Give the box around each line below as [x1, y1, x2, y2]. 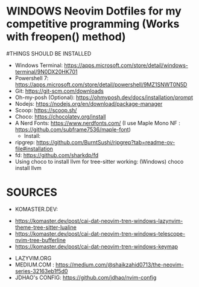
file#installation [14, 145, 53, 152]
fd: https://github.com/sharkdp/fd [14, 151, 98, 158]
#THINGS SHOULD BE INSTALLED [6, 50, 92, 57]
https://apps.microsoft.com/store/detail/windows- [64, 62, 189, 69]
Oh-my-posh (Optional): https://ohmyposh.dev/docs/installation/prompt [14, 94, 194, 101]
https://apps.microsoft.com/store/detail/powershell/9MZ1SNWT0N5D [14, 80, 188, 88]
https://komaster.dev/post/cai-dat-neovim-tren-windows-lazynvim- [14, 217, 183, 224]
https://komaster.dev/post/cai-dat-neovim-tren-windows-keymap [14, 243, 178, 250]
